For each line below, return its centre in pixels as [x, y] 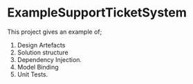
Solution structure [43, 52]
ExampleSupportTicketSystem [97, 13]
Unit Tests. [33, 74]
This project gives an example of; [55, 32]
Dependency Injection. [49, 59]
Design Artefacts [41, 45]
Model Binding [38, 67]
